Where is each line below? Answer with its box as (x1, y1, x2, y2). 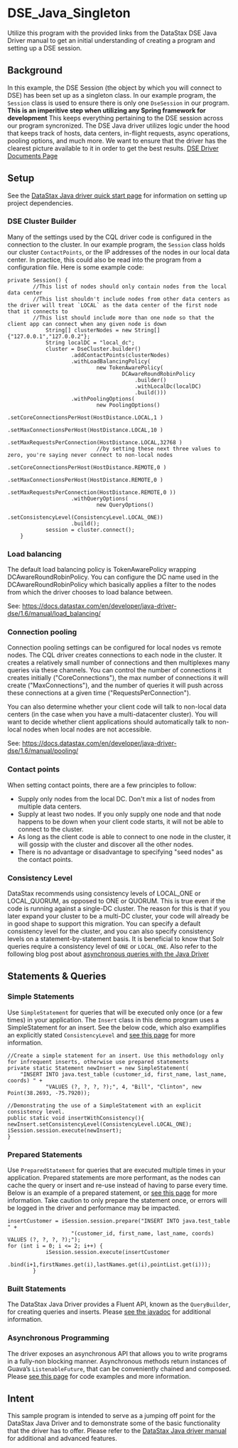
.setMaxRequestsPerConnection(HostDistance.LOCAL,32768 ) (7, 438, 183, 446)
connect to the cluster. (17, 825, 84, 833)
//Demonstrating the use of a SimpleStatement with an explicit (7, 1102, 202, 1109)
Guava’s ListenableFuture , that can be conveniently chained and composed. (7, 1364, 232, 1373)
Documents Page (7, 151, 58, 160)
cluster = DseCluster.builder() (45, 345, 141, 352)
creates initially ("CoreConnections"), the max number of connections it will (7, 674, 229, 682)
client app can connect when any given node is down (7, 320, 167, 327)
